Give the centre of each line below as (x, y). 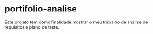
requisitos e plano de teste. (32, 27)
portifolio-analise (41, 9)
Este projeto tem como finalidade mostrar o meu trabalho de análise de (76, 22)
